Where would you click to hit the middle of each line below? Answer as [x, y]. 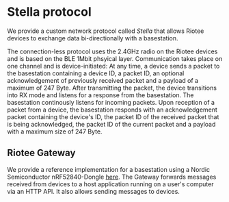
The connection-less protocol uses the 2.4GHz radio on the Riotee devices [112, 51]
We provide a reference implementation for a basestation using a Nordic [109, 169]
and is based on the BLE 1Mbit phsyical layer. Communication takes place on [115, 58]
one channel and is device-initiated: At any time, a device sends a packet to [113, 66]
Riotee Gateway [41, 153]
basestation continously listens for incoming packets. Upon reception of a [111, 102]
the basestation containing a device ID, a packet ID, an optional [96, 73]
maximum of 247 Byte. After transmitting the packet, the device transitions [112, 88]
